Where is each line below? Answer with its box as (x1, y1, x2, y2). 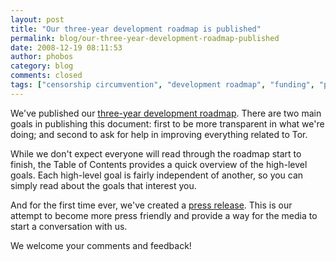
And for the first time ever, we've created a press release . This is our (10, 199, 293, 211)
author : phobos (10, 52, 74, 62)
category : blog (10, 61, 74, 71)
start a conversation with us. (10, 220, 128, 232)
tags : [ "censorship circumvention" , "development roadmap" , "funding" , (10, 80, 315, 90)
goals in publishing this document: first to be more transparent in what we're (10, 117, 325, 130)
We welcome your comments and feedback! (10, 239, 192, 251)
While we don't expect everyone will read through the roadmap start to (10, 147, 302, 160)
